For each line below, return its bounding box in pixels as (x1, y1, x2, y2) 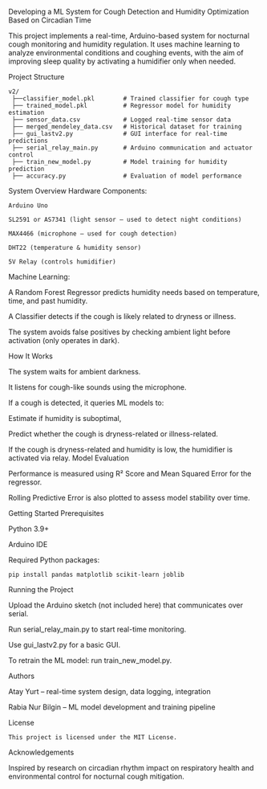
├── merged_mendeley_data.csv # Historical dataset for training (11, 123, 242, 131)
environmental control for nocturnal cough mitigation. (8, 771, 184, 781)
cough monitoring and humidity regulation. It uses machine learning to (8, 39, 241, 49)
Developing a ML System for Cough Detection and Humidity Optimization (8, 7, 249, 16)
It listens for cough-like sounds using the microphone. (8, 382, 187, 392)
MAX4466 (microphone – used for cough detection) (8, 230, 178, 238)
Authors (8, 671, 34, 681)
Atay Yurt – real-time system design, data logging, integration (8, 687, 211, 696)
